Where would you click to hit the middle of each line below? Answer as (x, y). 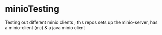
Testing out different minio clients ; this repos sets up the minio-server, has (81, 22)
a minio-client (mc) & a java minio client (45, 27)
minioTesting (32, 9)
